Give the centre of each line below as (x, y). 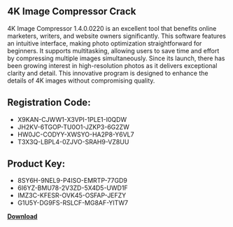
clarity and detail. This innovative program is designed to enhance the (108, 73)
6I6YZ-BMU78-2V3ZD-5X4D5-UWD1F (72, 188)
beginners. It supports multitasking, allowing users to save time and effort (113, 50)
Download (22, 216)
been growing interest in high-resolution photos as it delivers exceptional (112, 65)
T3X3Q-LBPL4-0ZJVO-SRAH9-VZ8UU (73, 142)
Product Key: (36, 164)
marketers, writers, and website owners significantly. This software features (116, 36)
